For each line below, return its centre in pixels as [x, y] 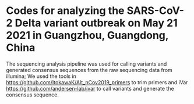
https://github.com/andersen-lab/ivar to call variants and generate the [90, 88]
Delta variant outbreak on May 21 [96, 23]
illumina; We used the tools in [41, 76]
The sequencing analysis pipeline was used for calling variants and [87, 64]
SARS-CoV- [156, 11]
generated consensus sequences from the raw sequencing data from [89, 70]
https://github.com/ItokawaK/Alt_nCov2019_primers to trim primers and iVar [97, 82]
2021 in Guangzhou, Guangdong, [87, 35]
